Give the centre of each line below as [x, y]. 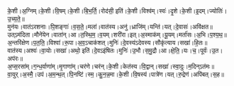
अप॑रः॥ [15, 59]
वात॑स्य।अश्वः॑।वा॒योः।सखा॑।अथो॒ [44, 50]
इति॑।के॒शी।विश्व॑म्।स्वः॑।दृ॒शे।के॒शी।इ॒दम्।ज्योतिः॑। [171, 11]
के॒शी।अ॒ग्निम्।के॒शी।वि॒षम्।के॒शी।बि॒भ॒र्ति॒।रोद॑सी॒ [61, 11]
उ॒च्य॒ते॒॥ [16, 19]
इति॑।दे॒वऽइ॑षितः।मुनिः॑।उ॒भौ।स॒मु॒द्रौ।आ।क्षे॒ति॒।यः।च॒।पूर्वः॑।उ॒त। [152, 50]
